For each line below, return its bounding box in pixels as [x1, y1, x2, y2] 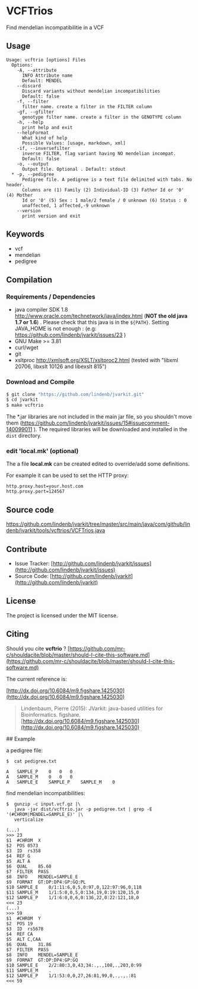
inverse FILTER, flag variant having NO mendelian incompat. [21, 150, 177, 156]
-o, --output [17, 161, 49, 167]
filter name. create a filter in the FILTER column [21, 103, 152, 109]
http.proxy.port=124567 [6, 489, 65, 495]
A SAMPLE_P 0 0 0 [6, 768, 73, 774]
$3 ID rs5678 [6, 926, 44, 932]
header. [6, 181, 25, 188]
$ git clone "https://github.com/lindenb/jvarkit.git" [6, 391, 145, 397]
